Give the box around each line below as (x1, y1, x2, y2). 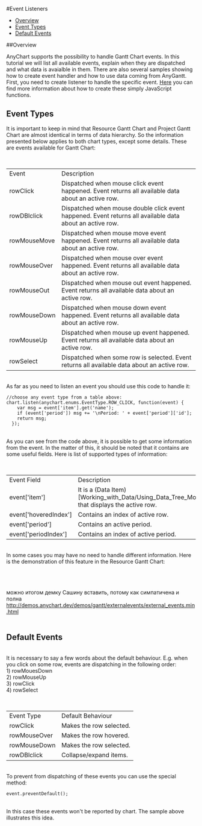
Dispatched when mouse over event (61, 253, 164, 262)
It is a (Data (78, 485, 110, 494)
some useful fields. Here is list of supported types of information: (6, 450, 168, 458)
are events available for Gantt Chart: (6, 144, 96, 151)
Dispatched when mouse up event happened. (61, 328, 190, 336)
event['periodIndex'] (9, 530, 67, 538)
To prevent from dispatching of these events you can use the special (6, 772, 176, 780)
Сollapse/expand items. (61, 751, 128, 759)
